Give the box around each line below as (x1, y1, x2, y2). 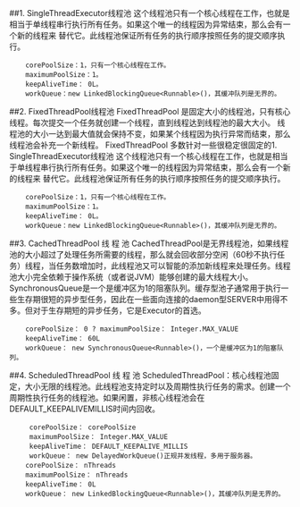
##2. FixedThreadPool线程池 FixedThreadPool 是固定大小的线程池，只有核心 (9, 106, 291, 116)
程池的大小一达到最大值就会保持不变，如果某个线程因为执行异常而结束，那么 (9, 129, 291, 139)
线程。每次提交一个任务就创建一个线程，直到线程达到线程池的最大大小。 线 (9, 117, 286, 128)
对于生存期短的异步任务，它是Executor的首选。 (32, 305, 207, 316)
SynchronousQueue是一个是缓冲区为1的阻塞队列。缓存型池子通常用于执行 (9, 283, 281, 293)
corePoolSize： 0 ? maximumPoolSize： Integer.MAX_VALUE (25, 325, 239, 334)
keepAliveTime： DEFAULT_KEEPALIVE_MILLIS (29, 442, 188, 451)
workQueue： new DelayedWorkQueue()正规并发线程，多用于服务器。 (29, 452, 257, 461)
